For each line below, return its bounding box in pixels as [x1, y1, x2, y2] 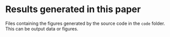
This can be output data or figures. [5, 25, 79, 31]
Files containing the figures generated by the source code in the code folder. [5, 20, 165, 26]
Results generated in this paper [5, 4, 141, 15]
